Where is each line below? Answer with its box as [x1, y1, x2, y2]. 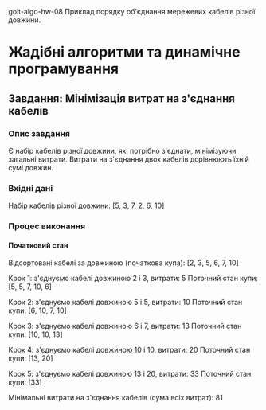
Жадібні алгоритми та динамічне [8, 43, 241, 61]
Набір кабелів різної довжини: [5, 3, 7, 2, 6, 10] [8, 201, 165, 210]
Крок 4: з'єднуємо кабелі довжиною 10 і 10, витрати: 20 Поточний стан [8, 346, 251, 355]
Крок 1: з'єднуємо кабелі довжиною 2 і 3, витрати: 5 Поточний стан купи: [8, 274, 259, 283]
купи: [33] [8, 377, 42, 387]
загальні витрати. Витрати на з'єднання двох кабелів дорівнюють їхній [8, 154, 249, 164]
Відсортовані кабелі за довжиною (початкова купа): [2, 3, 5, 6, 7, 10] [8, 258, 239, 267]
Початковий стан [8, 240, 68, 250]
